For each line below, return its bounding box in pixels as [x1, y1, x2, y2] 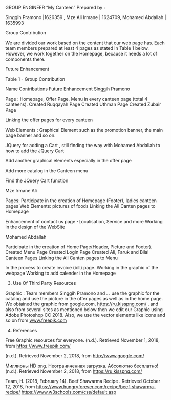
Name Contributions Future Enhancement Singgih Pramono [5, 86, 131, 92]
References [12, 328, 37, 333]
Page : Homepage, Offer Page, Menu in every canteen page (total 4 [5, 96, 148, 102]
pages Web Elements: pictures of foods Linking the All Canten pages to [5, 203, 156, 209]
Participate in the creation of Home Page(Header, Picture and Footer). [5, 244, 153, 250]
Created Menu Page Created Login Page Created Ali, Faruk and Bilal [5, 249, 149, 255]
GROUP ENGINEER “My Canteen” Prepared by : [5, 5, 105, 10]
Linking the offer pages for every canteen [5, 117, 93, 123]
